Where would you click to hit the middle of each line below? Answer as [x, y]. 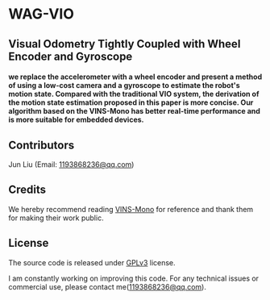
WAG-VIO [41, 14]
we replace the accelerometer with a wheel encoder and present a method [135, 77]
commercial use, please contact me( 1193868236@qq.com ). [108, 286]
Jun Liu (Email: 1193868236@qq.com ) [71, 164]
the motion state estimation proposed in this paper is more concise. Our [131, 102]
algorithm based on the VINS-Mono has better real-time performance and [134, 111]
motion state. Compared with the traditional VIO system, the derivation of [134, 94]
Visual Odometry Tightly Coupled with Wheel [125, 44]
